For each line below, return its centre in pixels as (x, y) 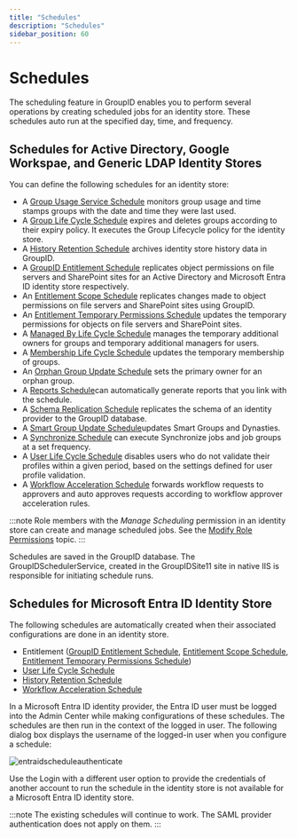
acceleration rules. (56, 503)
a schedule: (31, 744)
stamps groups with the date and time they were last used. (129, 211)
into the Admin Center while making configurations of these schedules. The (147, 715)
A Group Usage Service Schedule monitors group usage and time (141, 202)
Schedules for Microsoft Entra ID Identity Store (141, 603)
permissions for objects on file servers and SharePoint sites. (132, 324)
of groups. (41, 362)
